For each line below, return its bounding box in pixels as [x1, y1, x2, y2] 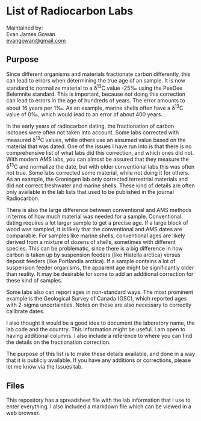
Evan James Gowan [6, 30, 56, 37]
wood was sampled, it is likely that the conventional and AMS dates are [6, 226, 182, 233]
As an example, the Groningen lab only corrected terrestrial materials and [6, 176, 188, 183]
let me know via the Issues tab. [6, 363, 83, 370]
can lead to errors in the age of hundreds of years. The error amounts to [6, 97, 185, 104]
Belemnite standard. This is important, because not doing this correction [6, 90, 185, 98]
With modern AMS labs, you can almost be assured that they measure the [6, 155, 190, 163]
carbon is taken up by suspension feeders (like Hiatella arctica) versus [6, 251, 181, 258]
